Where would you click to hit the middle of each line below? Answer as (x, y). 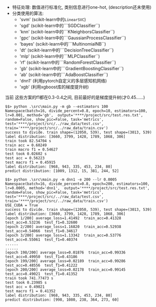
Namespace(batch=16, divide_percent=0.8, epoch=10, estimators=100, (76, 111)
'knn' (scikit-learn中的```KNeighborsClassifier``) (67, 32)
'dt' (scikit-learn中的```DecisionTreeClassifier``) (67, 50)
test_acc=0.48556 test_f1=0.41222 (41, 265)
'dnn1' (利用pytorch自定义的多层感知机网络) (63, 81)
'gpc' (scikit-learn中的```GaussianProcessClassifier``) (73, 38)
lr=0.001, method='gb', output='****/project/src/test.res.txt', (74, 115)
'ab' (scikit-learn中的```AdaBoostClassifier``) (64, 75)
